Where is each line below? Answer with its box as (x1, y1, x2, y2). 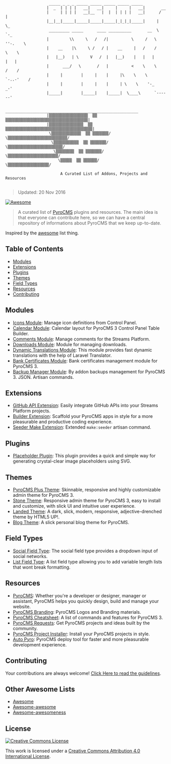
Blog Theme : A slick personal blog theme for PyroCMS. (12, 519, 130, 526)
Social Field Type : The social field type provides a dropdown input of (12, 548, 158, 554)
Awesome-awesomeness (12, 709, 67, 716)
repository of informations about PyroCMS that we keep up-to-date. (17, 220, 161, 226)
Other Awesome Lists (5, 685, 75, 693)
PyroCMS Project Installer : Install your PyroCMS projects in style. (12, 631, 150, 637)
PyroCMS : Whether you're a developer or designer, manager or (12, 592, 147, 598)
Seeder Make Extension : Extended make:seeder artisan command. (12, 424, 152, 430)
